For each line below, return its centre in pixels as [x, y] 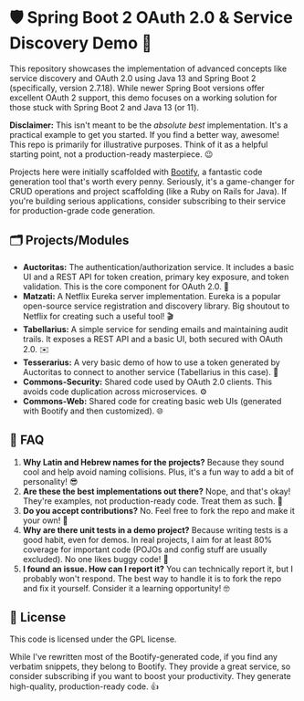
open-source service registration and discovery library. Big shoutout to [156, 306]
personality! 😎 [50, 481]
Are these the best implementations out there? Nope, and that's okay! [157, 491]
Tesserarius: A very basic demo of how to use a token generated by [151, 362]
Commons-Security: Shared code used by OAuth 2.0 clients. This [147, 382]
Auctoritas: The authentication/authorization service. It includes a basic [158, 267]
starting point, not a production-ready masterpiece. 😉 [111, 154]
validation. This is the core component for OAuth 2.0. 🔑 [126, 286]
